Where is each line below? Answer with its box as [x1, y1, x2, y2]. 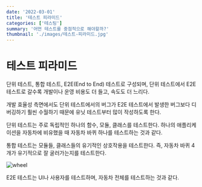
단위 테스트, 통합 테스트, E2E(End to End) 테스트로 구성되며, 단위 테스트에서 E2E [6, 80, 197, 88]
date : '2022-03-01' [6, 8, 56, 15]
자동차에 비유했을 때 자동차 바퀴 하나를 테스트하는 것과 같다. [22, 129, 163, 136]
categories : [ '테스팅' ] [6, 20, 62, 26]
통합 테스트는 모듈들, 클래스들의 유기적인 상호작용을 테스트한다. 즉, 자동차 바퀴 [6, 142, 191, 149]
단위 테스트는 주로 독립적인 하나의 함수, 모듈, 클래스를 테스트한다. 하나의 [6, 122, 175, 129]
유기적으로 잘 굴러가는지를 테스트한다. [17, 149, 107, 157]
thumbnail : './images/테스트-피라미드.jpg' [6, 31, 109, 38]
